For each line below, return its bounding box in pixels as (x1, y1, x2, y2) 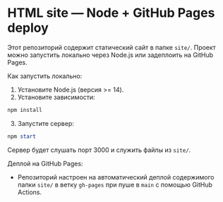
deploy (7, 20, 49, 36)
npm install (7, 106, 42, 113)
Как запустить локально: (7, 72, 83, 80)
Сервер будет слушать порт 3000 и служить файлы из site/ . (7, 146, 191, 154)
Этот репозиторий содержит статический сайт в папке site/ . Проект (7, 43, 217, 51)
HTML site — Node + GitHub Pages (7, 5, 215, 21)
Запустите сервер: (17, 119, 74, 127)
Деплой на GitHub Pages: (7, 159, 83, 168)
